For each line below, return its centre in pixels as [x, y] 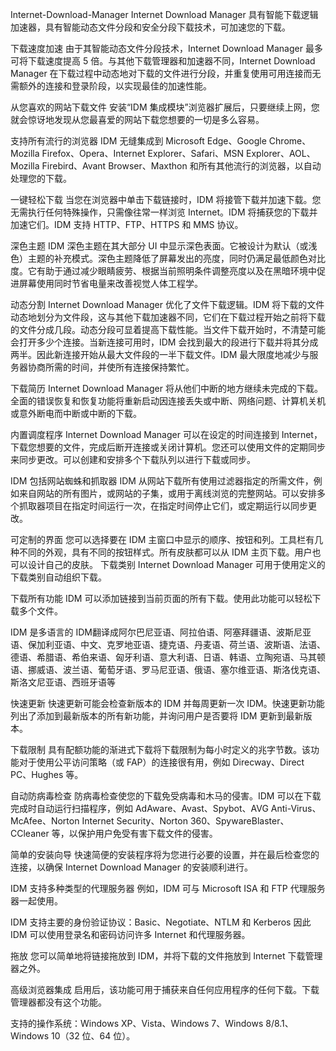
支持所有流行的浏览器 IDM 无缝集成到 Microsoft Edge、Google [138, 141]
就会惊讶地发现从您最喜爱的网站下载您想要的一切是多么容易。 [137, 119]
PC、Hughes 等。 [47, 774]
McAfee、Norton [45, 821]
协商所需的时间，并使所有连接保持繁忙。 [111, 367]
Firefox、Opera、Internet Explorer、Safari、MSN [143, 153]
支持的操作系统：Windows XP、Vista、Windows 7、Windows [137, 1023]
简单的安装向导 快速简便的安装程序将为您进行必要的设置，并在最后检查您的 [165, 854]
